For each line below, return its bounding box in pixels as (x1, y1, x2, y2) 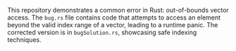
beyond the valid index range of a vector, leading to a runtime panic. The (7, 21, 218, 29)
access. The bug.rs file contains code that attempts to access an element (7, 13, 221, 22)
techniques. (7, 36, 42, 44)
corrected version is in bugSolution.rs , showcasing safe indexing (7, 28, 197, 36)
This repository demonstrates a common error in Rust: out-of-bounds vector (7, 6, 229, 14)
